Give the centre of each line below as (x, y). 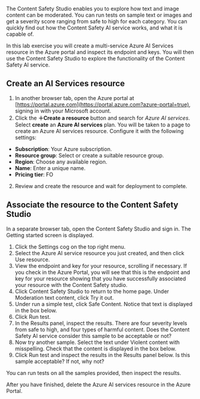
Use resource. (32, 259)
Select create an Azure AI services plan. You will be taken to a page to (102, 125)
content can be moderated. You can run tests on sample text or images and (99, 15)
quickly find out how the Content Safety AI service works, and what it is (94, 28)
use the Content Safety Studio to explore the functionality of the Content (96, 58)
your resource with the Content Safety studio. (71, 285)
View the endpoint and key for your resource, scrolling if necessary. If (101, 265)
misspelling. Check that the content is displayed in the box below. (96, 348)
